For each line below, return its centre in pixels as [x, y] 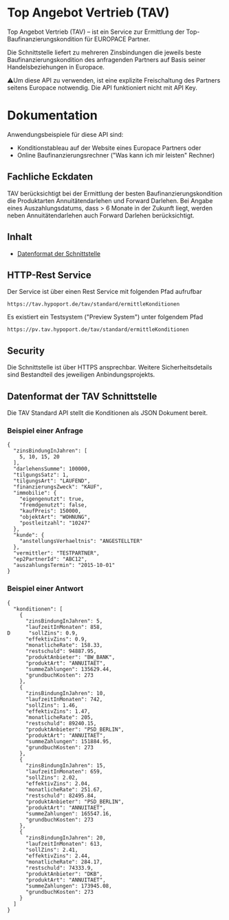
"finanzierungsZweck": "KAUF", [58, 487]
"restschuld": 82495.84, [61, 795]
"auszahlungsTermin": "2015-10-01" [64, 566]
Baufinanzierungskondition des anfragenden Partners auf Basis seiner [107, 59]
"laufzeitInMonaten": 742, [64, 699]
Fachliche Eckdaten [50, 177]
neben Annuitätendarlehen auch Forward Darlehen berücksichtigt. [101, 215]
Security [26, 351]
